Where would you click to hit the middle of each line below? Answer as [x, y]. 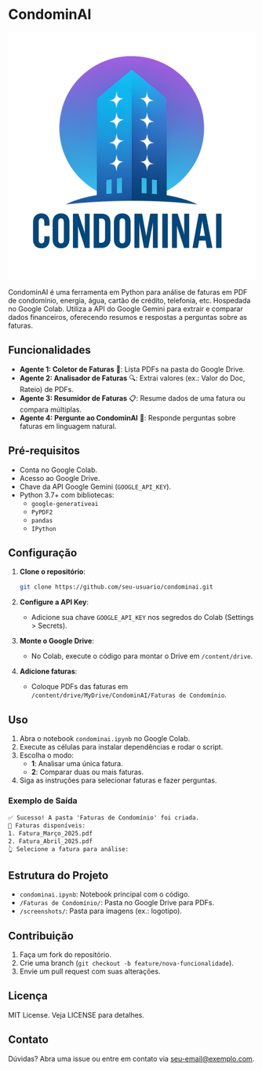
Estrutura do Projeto [58, 875]
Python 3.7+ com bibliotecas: [67, 495]
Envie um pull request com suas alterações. [90, 971]
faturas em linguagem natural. [68, 426]
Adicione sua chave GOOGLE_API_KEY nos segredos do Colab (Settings [142, 618]
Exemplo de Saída [43, 801]
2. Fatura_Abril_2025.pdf [50, 842]
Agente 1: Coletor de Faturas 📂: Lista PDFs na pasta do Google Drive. [132, 369]
